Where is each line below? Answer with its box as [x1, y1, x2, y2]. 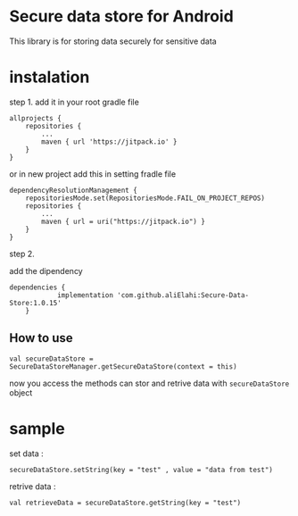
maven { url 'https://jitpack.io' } [41, 137, 178, 146]
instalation [9, 67, 90, 87]
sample [9, 418, 65, 438]
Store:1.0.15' [9, 298, 62, 307]
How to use [9, 330, 73, 345]
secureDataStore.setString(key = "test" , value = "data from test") [9, 465, 274, 474]
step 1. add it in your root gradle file [9, 96, 140, 107]
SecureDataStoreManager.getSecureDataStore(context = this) [9, 362, 238, 371]
